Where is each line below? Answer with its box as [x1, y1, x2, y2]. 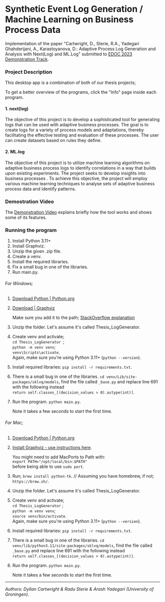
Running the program [5, 227, 57, 233]
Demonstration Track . [5, 56, 49, 62]
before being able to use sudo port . [12, 463, 84, 469]
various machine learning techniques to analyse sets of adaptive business [5, 180, 155, 186]
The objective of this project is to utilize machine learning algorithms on [5, 160, 150, 166]
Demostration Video [5, 198, 54, 205]
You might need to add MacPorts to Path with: [12, 454, 106, 460]
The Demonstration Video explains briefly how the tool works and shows [5, 209, 152, 215]
